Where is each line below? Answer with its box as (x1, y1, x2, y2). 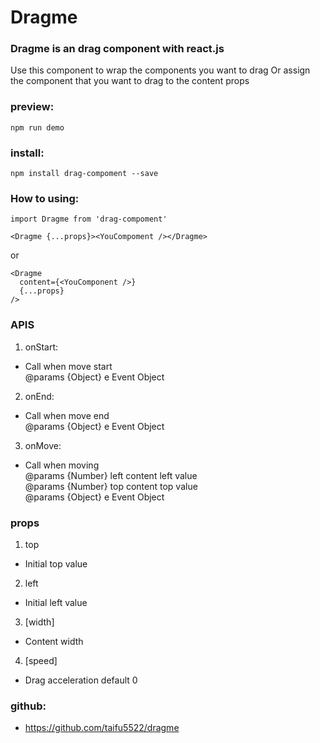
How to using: (10, 192, 80, 205)
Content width (24, 635, 84, 647)
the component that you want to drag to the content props (10, 75, 250, 87)
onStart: (24, 341, 59, 353)
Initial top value (24, 557, 88, 570)
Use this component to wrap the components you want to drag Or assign (10, 64, 311, 76)
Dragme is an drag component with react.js (10, 42, 225, 56)
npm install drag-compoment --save (10, 169, 159, 179)
